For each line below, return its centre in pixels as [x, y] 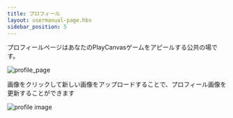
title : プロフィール [34, 14]
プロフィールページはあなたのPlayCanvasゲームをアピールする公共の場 [110, 47]
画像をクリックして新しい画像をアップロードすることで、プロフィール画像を [117, 84]
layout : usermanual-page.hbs [50, 20]
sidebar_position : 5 [37, 27]
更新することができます [41, 93]
